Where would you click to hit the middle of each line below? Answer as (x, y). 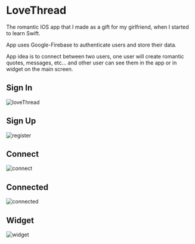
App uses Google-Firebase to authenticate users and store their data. (92, 45)
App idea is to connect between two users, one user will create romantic (95, 56)
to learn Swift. (23, 33)
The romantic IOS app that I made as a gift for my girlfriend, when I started (97, 27)
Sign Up (21, 121)
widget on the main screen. (40, 69)
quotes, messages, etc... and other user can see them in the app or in (92, 63)
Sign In (19, 88)
